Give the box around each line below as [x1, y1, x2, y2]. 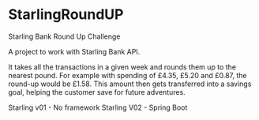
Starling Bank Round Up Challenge [8, 32, 121, 41]
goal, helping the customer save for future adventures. [8, 87, 186, 96]
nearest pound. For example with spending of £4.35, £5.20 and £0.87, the [8, 70, 247, 80]
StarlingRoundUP [8, 6, 124, 24]
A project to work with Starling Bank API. [8, 47, 141, 56]
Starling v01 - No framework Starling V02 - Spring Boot [8, 103, 188, 112]
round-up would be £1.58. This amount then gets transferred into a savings [8, 79, 252, 88]
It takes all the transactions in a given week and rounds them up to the [8, 62, 237, 72]
